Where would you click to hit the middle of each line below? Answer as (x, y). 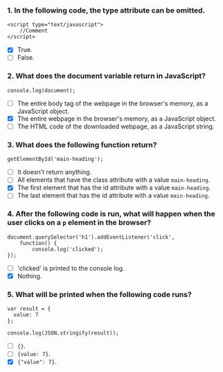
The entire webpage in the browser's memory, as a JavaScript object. (117, 118)
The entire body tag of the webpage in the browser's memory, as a (113, 103)
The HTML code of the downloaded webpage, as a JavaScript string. (116, 126)
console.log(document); (42, 90)
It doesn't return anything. (54, 172)
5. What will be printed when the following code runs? (99, 294)
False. (26, 58)
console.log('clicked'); (68, 249)
